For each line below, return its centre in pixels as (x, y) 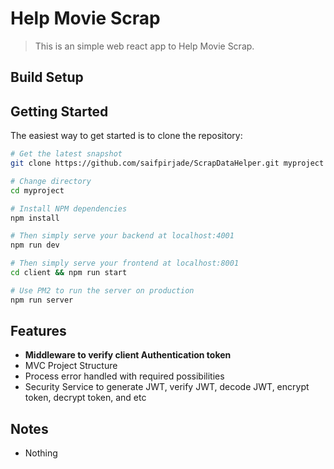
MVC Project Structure (71, 366)
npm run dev (35, 245)
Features (38, 331)
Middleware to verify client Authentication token (128, 355)
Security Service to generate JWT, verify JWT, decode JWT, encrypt (167, 387)
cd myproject (37, 190)
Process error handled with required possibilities (124, 376)
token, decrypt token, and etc (85, 398)
